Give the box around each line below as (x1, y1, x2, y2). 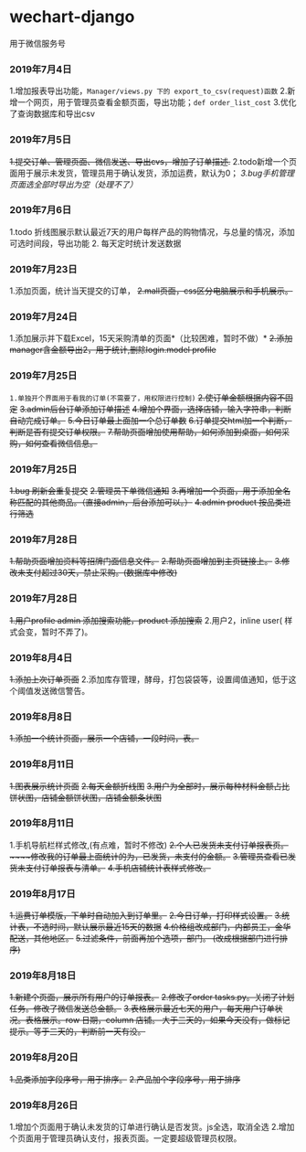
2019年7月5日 (9, 133, 71, 146)
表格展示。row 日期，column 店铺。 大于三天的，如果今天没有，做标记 (25, 1015, 290, 1026)
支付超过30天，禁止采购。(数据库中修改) (25, 567, 178, 578)
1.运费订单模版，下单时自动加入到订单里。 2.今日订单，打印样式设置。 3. (9, 910, 282, 921)
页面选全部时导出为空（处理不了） (9, 178, 138, 189)
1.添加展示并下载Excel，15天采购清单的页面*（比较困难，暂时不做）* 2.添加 (9, 333, 293, 344)
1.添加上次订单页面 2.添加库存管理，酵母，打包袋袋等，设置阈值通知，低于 (9, 674, 290, 685)
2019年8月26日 (9, 1099, 79, 1112)
